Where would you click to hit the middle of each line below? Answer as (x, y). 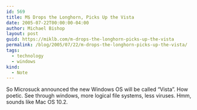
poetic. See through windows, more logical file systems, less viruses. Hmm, (99, 96)
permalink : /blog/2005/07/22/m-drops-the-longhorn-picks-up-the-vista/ (97, 45)
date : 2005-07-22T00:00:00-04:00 (48, 23)
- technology (28, 56)
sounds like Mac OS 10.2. (37, 102)
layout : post (22, 34)
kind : (13, 67)
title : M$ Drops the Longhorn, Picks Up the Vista (70, 17)
